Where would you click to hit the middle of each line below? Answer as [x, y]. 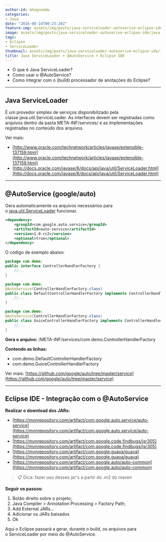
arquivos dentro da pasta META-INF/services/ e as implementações [74, 123]
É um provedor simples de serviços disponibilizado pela [62, 112]
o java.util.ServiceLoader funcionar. [41, 211]
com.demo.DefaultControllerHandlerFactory [57, 359]
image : [12, 33]
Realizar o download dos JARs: [38, 410]
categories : [17, 14]
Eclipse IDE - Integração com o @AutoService [77, 399]
